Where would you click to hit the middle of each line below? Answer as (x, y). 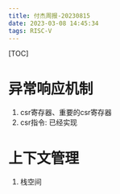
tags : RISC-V (30, 31)
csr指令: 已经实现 (49, 122)
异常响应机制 (51, 89)
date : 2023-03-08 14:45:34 (54, 23)
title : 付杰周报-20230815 (50, 16)
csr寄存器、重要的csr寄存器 (66, 113)
